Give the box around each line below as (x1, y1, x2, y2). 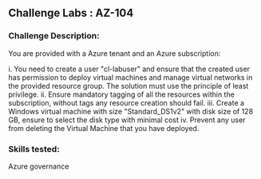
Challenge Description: (8, 30, 100, 42)
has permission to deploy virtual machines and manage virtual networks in (8, 72, 253, 82)
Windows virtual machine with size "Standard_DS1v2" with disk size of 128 (8, 106, 254, 116)
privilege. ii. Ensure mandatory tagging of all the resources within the (8, 89, 235, 99)
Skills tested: (8, 143, 60, 154)
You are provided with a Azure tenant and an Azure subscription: (8, 48, 221, 58)
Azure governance (8, 161, 69, 171)
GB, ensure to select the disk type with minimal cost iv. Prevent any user (8, 115, 246, 125)
